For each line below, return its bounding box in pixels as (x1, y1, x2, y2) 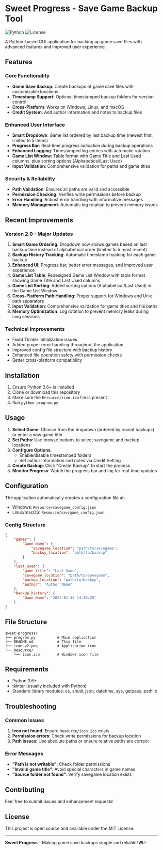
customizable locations (12, 88, 59, 95)
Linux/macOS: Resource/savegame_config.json (12, 509, 105, 515)
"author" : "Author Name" (22, 582, 73, 587)
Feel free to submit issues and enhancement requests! (5, 799, 114, 804)
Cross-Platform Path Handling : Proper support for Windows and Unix (12, 293, 152, 299)
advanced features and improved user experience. (5, 44, 106, 49)
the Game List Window (12, 288, 58, 293)
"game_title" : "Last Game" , (22, 568, 79, 573)
